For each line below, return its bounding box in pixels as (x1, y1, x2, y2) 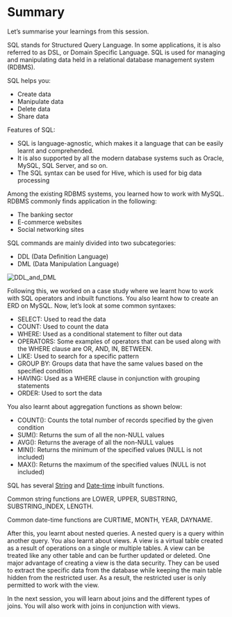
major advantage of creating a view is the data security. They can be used (7, 559, 220, 567)
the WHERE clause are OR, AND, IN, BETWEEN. (17, 344, 153, 352)
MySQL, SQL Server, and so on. (17, 161, 108, 169)
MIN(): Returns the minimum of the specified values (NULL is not (17, 445, 203, 453)
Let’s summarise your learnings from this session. (7, 27, 149, 36)
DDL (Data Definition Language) (17, 252, 109, 260)
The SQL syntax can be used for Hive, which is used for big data (17, 169, 202, 177)
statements (17, 381, 50, 390)
